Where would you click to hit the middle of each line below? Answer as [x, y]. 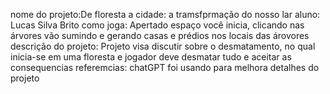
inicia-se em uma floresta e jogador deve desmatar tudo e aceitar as [151, 57]
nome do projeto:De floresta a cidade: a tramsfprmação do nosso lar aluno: [165, 14]
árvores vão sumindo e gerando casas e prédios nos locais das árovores [160, 35]
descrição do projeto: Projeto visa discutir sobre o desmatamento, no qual [163, 46]
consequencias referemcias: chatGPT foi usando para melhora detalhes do [165, 67]
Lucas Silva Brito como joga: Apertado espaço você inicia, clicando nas [157, 25]
